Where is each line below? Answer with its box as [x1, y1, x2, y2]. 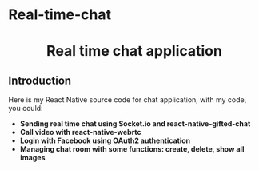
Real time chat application [46, 42, 222, 61]
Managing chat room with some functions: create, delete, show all [19, 144, 245, 154]
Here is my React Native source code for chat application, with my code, [8, 95, 247, 105]
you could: [8, 104, 43, 113]
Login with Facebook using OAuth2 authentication [19, 136, 191, 145]
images [19, 153, 46, 163]
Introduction [8, 73, 72, 87]
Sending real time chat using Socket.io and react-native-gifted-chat [19, 119, 251, 128]
